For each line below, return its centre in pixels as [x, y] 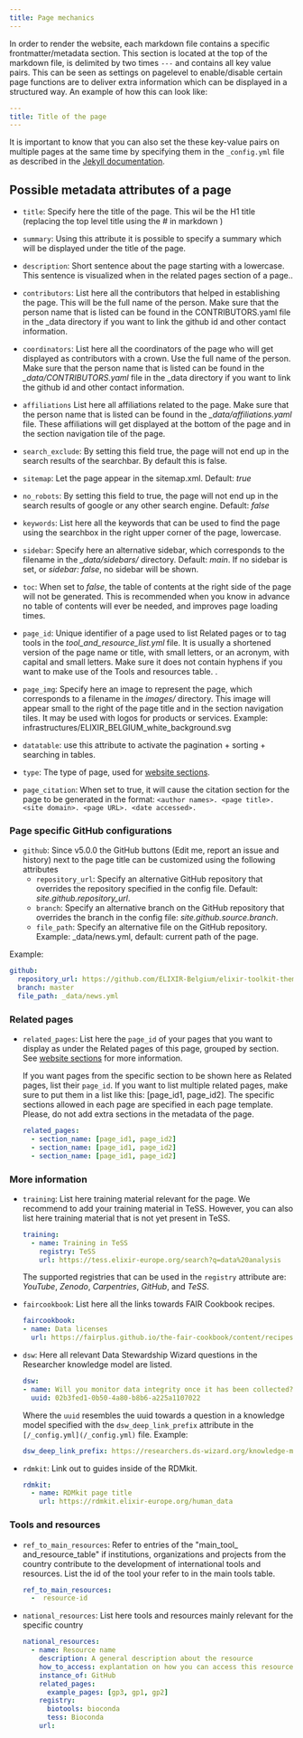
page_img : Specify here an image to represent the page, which [137, 689]
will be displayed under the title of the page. [104, 249]
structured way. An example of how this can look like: [109, 91]
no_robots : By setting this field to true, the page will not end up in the [150, 496]
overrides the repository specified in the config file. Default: [147, 889]
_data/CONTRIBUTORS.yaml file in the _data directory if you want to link [156, 378]
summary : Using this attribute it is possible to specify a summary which [152, 239]
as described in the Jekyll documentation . [87, 161]
